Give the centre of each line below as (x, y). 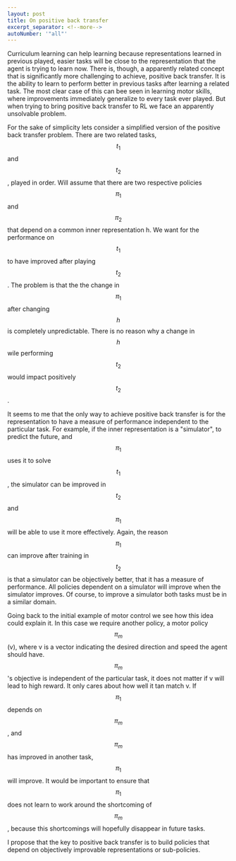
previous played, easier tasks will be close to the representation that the (112, 61)
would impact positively (42, 377)
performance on (31, 238)
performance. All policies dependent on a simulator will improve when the (114, 587)
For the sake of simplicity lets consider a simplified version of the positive (114, 127)
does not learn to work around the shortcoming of (80, 804)
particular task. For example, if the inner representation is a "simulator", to (114, 429)
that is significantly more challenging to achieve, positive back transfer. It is (117, 76)
